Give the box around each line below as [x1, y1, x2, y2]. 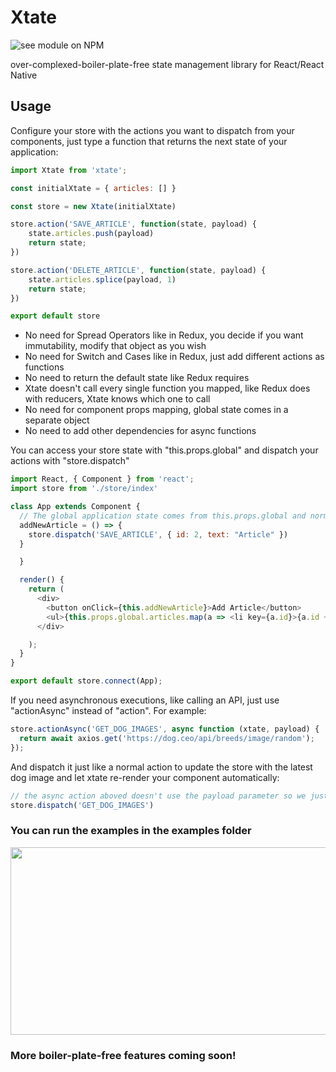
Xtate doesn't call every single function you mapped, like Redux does [24, 382, 311, 395]
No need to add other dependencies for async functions [24, 425, 257, 437]
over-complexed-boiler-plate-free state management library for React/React [10, 58, 325, 70]
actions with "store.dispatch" [10, 455, 130, 467]
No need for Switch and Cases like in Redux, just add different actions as [24, 351, 325, 363]
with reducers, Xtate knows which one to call [24, 393, 211, 405]
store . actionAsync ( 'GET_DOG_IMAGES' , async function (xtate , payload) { [10, 724, 320, 734]
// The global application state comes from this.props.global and [19, 511, 307, 521]
